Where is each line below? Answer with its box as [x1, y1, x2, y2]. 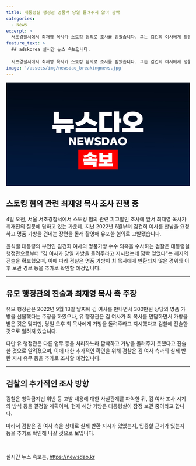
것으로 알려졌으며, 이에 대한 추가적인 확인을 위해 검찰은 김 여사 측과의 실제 [12, 347, 180, 354]
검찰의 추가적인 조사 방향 [6, 379, 89, 389]
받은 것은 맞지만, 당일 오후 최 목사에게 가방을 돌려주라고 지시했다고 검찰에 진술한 [6, 320, 188, 327]
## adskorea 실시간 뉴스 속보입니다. [11, 47, 91, 53]
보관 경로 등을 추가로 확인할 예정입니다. [12, 264, 101, 272]
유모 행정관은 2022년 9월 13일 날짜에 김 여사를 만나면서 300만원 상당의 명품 [6, 305, 180, 313]
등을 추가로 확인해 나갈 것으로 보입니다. [6, 430, 95, 437]
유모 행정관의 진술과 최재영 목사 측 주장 [6, 289, 137, 299]
